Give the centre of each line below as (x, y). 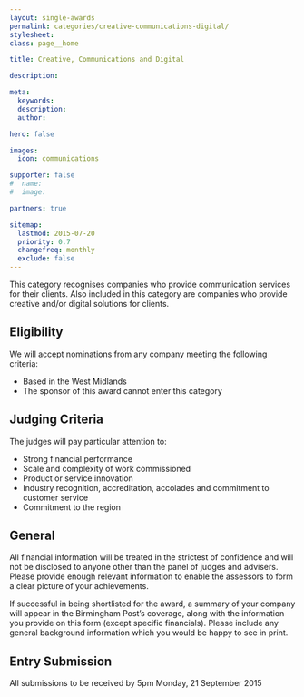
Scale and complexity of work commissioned (107, 468)
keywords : (36, 101)
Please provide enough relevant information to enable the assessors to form (151, 576)
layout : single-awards (52, 18)
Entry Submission (61, 661)
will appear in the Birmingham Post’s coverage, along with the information (147, 614)
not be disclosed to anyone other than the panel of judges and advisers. (144, 567)
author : (32, 118)
